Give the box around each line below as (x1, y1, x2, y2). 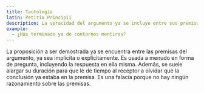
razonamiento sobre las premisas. (6, 80, 91, 88)
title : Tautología (6, 8, 53, 15)
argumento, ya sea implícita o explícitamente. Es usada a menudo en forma (6, 54, 194, 62)
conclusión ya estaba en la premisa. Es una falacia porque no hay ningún (6, 74, 189, 81)
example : (6, 25, 29, 32)
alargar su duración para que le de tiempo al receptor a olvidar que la (6, 67, 180, 74)
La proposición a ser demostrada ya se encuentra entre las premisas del (6, 48, 187, 55)
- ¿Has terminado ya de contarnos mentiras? (12, 31, 126, 37)
